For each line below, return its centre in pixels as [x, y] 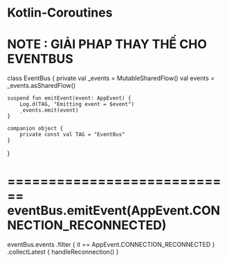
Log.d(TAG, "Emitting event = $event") [77, 104]
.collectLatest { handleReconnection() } [63, 252]
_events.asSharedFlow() [42, 86]
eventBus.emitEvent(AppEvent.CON [113, 210]
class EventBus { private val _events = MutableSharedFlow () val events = [111, 78]
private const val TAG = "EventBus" [73, 135]
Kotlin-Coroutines [60, 13]
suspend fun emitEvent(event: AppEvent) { [69, 98]
